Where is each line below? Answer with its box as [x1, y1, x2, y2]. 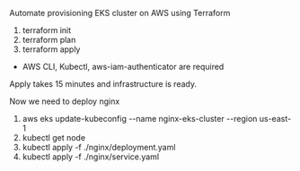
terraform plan [22, 35, 76, 45]
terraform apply [22, 44, 81, 55]
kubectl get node [22, 133, 86, 142]
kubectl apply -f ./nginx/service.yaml [22, 151, 160, 162]
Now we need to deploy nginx [9, 96, 120, 107]
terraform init [22, 25, 72, 35]
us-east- [259, 114, 292, 124]
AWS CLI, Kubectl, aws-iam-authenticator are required [22, 62, 225, 72]
